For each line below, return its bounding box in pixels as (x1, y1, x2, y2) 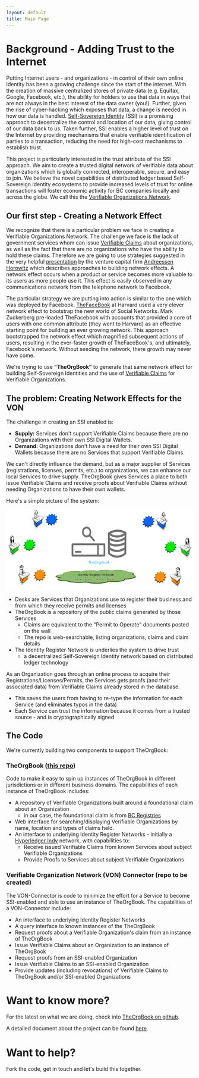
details (23, 640, 40, 647)
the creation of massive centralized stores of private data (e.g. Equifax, (6, 87, 180, 95)
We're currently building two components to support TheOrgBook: (6, 747, 168, 754)
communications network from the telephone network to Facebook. (6, 283, 172, 291)
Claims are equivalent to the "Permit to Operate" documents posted (23, 621, 189, 628)
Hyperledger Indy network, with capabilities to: (14, 837, 130, 844)
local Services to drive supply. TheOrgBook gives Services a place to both (6, 473, 188, 480)
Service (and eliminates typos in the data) (14, 701, 117, 708)
